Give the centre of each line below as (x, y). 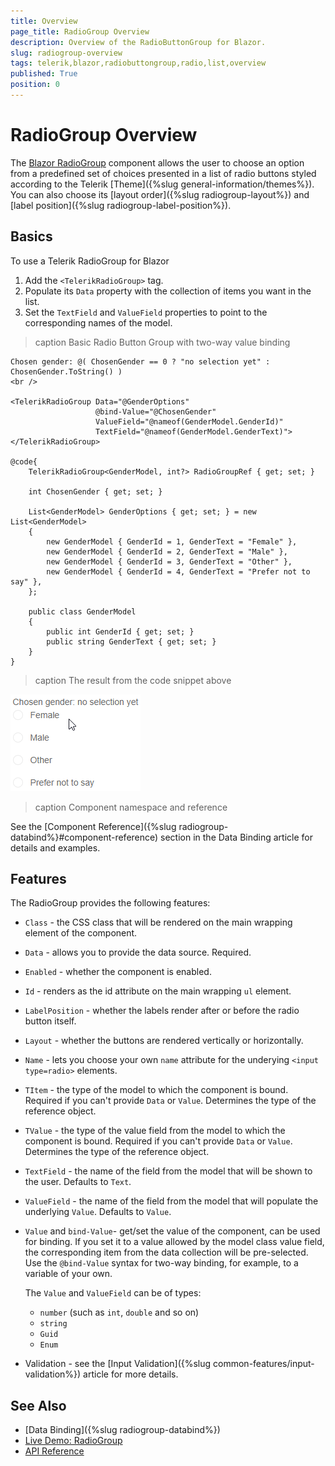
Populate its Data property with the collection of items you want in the (168, 291)
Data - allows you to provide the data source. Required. (138, 952)
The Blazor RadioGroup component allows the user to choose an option (157, 162)
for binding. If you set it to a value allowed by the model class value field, (174, 1242)
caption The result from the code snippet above (133, 680)
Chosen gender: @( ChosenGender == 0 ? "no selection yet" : (140, 361)
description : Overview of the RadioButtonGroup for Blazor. (138, 42)
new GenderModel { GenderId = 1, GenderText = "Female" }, (172, 541)
